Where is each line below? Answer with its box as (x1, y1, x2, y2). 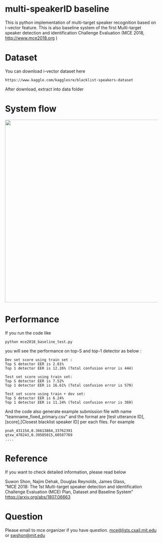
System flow (5, 103, 57, 114)
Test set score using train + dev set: (5, 391, 86, 396)
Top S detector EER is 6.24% (5, 395, 64, 400)
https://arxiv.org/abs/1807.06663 (5, 494, 71, 500)
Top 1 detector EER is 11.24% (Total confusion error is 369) (5, 400, 133, 405)
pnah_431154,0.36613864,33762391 (5, 428, 73, 433)
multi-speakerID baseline (5, 3, 110, 15)
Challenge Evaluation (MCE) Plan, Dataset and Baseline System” (5, 488, 133, 495)
